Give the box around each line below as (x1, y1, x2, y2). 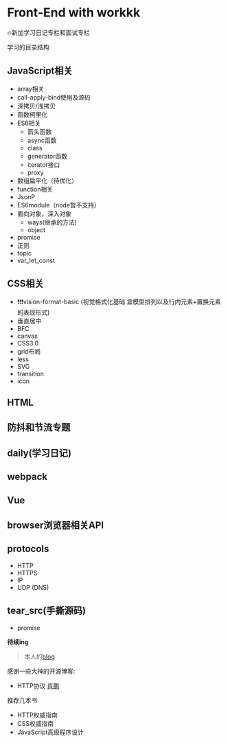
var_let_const (16, 256, 55, 264)
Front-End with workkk (7, 5, 141, 21)
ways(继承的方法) (27, 218, 78, 226)
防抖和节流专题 (7, 422, 71, 433)
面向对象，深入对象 (16, 209, 72, 218)
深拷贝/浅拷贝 (16, 102, 56, 110)
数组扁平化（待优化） (16, 176, 78, 185)
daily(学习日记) (7, 447, 72, 459)
